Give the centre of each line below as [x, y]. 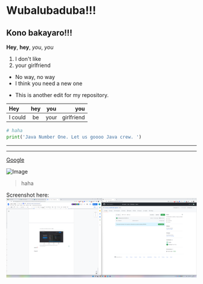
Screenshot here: [28, 195]
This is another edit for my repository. [62, 95]
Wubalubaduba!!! [51, 11]
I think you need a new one [49, 83]
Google [15, 160]
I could [17, 117]
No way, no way [35, 77]
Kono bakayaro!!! [39, 33]
